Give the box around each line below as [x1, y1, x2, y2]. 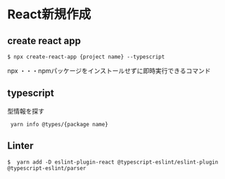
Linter [7, 140, 34, 152]
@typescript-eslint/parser [7, 164, 86, 172]
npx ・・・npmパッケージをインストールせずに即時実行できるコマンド [7, 67, 211, 74]
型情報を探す [7, 107, 44, 115]
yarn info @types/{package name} [10, 121, 109, 128]
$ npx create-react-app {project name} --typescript [7, 53, 165, 60]
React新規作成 [7, 6, 91, 22]
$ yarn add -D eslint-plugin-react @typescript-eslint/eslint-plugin [7, 159, 219, 166]
